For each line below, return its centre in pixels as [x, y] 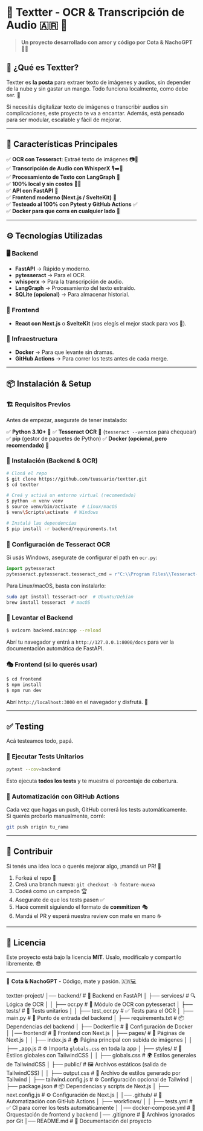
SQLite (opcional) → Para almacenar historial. [72, 295]
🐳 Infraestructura [32, 339]
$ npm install [24, 685]
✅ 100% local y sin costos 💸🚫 [44, 184]
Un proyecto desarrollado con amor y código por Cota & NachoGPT [107, 42]
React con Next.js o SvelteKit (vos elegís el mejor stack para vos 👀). [101, 323]
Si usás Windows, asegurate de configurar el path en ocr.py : [82, 557]
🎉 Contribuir [30, 852]
